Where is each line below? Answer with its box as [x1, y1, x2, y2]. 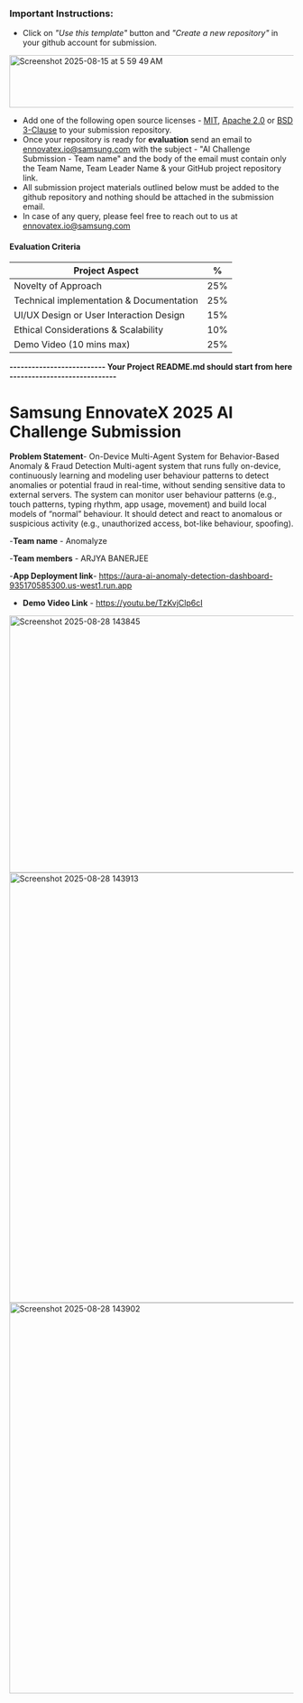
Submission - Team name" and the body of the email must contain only [22, 153, 287, 164]
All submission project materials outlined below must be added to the [22, 182, 280, 193]
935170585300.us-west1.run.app [9, 580, 133, 591]
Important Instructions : [9, 7, 115, 20]
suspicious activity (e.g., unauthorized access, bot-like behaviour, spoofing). [9, 518, 294, 529]
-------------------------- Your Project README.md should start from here [9, 361, 293, 372]
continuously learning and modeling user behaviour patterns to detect [9, 470, 270, 481]
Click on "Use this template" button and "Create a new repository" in [22, 28, 279, 39]
